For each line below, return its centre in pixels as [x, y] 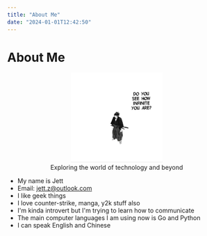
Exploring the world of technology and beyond [117, 167]
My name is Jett [40, 180]
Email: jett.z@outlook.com [55, 188]
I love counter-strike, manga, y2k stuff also [78, 203]
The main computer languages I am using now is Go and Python [109, 218]
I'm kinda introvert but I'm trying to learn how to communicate [106, 210]
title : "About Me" [34, 15]
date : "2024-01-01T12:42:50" [49, 22]
